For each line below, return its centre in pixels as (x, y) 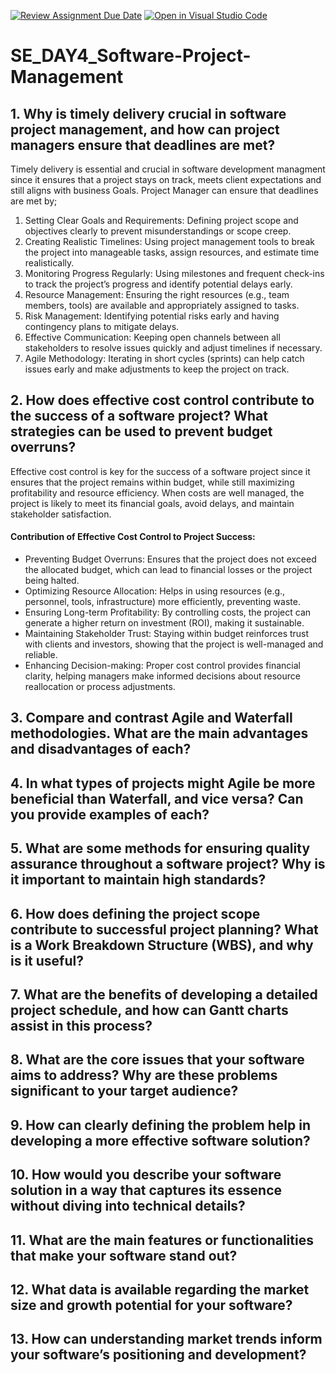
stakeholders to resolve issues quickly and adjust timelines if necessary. (173, 348)
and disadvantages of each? (101, 749)
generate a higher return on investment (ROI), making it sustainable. (164, 623)
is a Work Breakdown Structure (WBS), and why (162, 945)
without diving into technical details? (128, 1206)
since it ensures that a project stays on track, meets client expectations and (166, 179)
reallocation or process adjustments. (100, 687)
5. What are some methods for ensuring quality (160, 848)
